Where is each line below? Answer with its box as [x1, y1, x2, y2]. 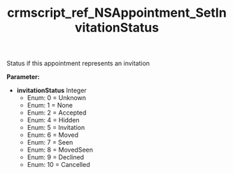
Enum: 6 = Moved [27, 131, 78, 139]
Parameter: [6, 73, 40, 81]
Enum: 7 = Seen [27, 138, 73, 147]
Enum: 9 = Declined [27, 153, 85, 161]
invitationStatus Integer [16, 86, 87, 95]
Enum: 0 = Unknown [27, 94, 87, 102]
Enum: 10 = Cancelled [27, 161, 90, 169]
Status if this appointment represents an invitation [6, 59, 150, 68]
